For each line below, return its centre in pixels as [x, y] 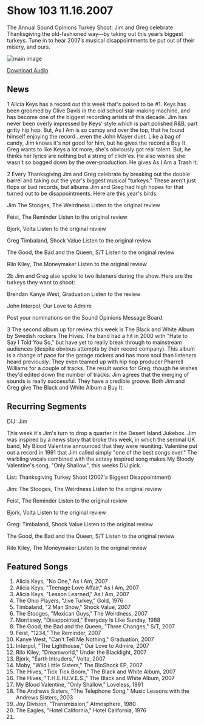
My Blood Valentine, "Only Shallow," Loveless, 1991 [79, 685]
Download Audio [28, 70]
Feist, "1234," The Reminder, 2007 [58, 633]
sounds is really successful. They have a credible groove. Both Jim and [96, 381]
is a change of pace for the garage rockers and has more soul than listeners [102, 355]
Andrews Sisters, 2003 [44, 698]
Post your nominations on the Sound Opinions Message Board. [85, 317]
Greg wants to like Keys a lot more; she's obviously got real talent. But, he [99, 149]
